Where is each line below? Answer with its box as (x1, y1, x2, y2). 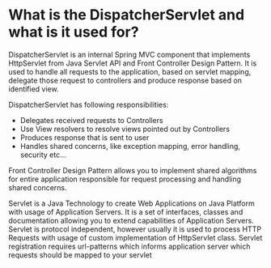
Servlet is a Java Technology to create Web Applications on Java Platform (8, 198, 255, 208)
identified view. (8, 83, 59, 94)
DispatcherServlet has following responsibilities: (8, 100, 169, 109)
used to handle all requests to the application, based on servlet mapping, (8, 66, 252, 76)
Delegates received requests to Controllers (19, 115, 163, 125)
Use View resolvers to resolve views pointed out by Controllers (19, 124, 231, 134)
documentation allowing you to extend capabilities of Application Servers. (8, 215, 255, 225)
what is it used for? (8, 23, 139, 41)
